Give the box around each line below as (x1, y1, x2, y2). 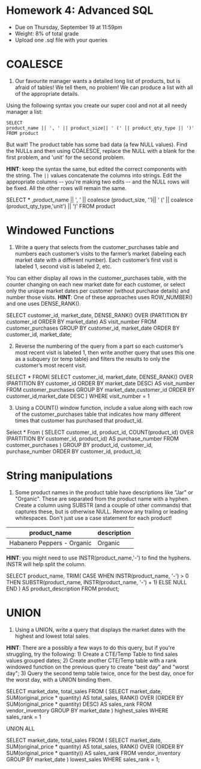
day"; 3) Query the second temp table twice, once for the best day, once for (6, 669, 194, 677)
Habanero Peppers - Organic (9, 539, 92, 547)
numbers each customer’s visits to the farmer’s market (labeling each (14, 250, 187, 257)
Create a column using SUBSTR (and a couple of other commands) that (14, 501, 192, 508)
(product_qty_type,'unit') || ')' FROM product (6, 202, 116, 209)
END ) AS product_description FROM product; (6, 585, 119, 592)
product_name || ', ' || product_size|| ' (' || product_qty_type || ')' (6, 125, 195, 131)
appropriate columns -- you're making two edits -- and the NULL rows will (6, 178, 190, 185)
